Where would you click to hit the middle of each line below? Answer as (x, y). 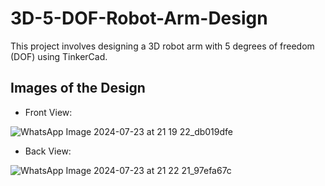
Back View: (48, 151)
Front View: (48, 112)
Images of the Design (78, 88)
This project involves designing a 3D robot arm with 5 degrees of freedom (162, 46)
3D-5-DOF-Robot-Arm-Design (139, 18)
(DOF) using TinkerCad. (59, 56)
